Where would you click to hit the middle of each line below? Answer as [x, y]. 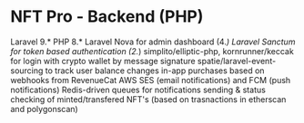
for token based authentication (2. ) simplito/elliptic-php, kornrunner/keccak [152, 51]
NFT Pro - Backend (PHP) [107, 17]
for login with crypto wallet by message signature [103, 61]
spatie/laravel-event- [237, 61]
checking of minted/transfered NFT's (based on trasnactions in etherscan [148, 99]
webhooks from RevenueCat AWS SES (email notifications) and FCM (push [151, 80]
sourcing [27, 71]
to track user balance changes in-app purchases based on [155, 71]
